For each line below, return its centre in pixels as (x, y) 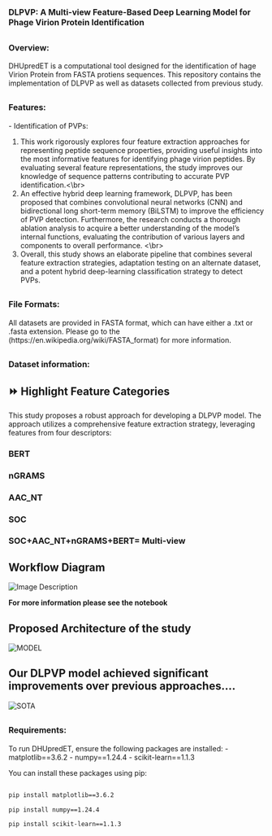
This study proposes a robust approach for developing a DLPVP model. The (135, 415)
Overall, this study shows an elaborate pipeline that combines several (136, 254)
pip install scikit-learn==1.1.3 (65, 825)
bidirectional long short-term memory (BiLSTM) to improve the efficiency (142, 211)
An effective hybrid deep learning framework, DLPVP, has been (126, 193)
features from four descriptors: (60, 432)
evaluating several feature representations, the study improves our (132, 167)
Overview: (29, 47)
